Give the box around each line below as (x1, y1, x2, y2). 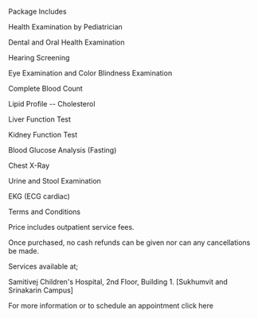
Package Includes (8, 7, 67, 16)
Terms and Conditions (8, 207, 81, 216)
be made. (8, 246, 40, 255)
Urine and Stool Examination (8, 176, 102, 185)
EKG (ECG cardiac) (8, 192, 70, 201)
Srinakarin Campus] (8, 285, 74, 295)
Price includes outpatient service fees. (8, 223, 135, 231)
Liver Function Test (8, 114, 72, 124)
